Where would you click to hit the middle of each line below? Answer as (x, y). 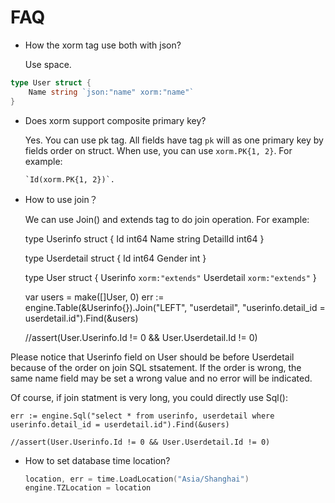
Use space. (48, 64)
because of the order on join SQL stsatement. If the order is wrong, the (156, 367)
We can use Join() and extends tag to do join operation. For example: (167, 219)
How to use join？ (61, 199)
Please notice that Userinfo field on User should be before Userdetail (152, 357)
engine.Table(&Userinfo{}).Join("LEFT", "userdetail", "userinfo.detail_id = (175, 307)
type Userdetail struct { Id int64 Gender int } (115, 258)
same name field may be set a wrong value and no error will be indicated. (161, 378)
